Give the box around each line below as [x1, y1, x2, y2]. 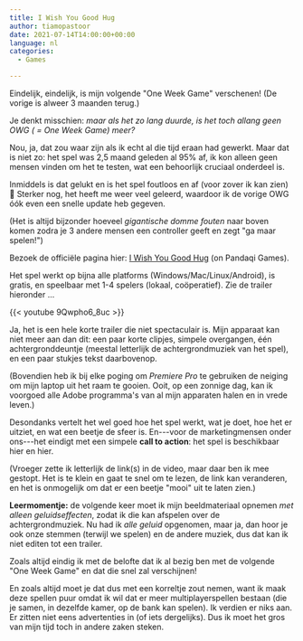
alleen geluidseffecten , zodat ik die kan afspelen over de [9, 510, 220, 520]
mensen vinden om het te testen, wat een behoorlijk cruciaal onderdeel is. [9, 162, 285, 172]
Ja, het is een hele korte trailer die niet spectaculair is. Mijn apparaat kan [9, 325, 280, 335]
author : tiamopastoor [9, 22, 91, 31]
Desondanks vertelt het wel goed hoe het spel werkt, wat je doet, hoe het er [9, 417, 292, 428]
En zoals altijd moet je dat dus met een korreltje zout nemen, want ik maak [9, 583, 287, 593]
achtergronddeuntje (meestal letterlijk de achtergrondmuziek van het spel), [9, 344, 289, 353]
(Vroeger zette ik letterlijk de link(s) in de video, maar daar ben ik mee [9, 463, 270, 474]
